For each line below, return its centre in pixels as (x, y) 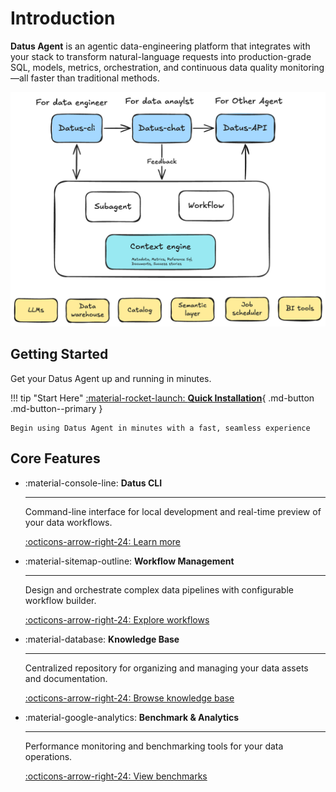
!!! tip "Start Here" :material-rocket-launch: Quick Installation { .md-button (162, 398)
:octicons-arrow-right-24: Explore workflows (117, 619)
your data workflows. (68, 522)
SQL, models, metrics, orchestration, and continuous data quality (144, 67)
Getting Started (59, 354)
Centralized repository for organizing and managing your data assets (166, 668)
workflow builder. (60, 600)
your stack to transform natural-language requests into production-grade (161, 56)
